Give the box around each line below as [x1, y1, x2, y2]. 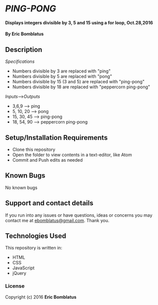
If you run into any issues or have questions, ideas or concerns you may [5, 212, 153, 218]
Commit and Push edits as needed [12, 157, 83, 163]
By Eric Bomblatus [5, 31, 44, 37]
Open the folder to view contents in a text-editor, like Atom [12, 152, 132, 158]
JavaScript [12, 265, 35, 271]
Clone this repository [12, 147, 56, 152]
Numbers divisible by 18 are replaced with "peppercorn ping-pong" [12, 84, 151, 90]
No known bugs [5, 184, 38, 190]
